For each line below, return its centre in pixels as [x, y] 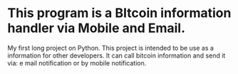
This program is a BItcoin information [119, 13]
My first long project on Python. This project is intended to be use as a [110, 48]
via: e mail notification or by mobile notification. [77, 63]
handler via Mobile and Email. [97, 28]
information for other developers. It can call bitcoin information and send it [117, 55]
